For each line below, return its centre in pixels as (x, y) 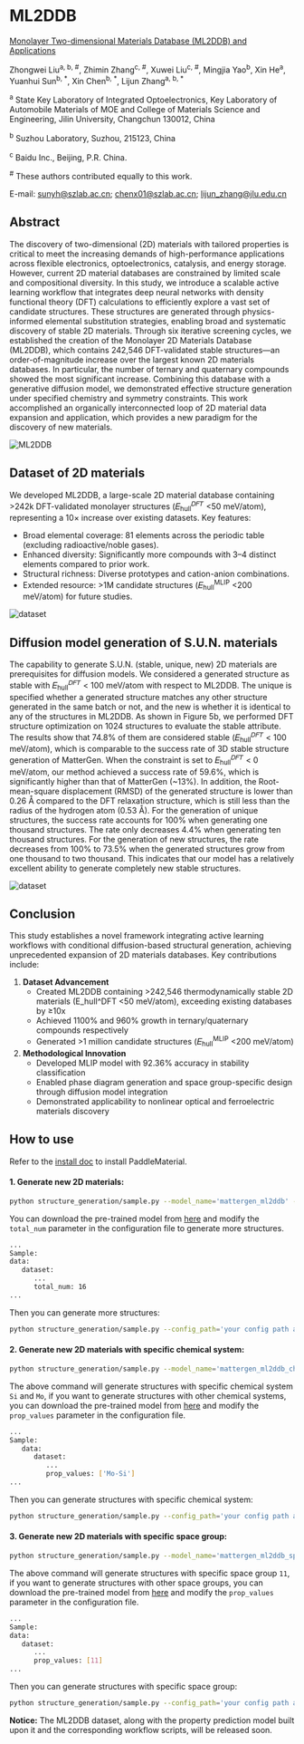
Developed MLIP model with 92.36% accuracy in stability (142, 1063)
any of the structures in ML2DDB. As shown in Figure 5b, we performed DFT (152, 716)
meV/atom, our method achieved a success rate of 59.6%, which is (134, 772)
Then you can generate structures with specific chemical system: (131, 1499)
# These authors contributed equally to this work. (101, 175)
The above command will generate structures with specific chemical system (152, 1386)
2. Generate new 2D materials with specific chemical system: (127, 1350)
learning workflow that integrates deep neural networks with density (137, 292)
